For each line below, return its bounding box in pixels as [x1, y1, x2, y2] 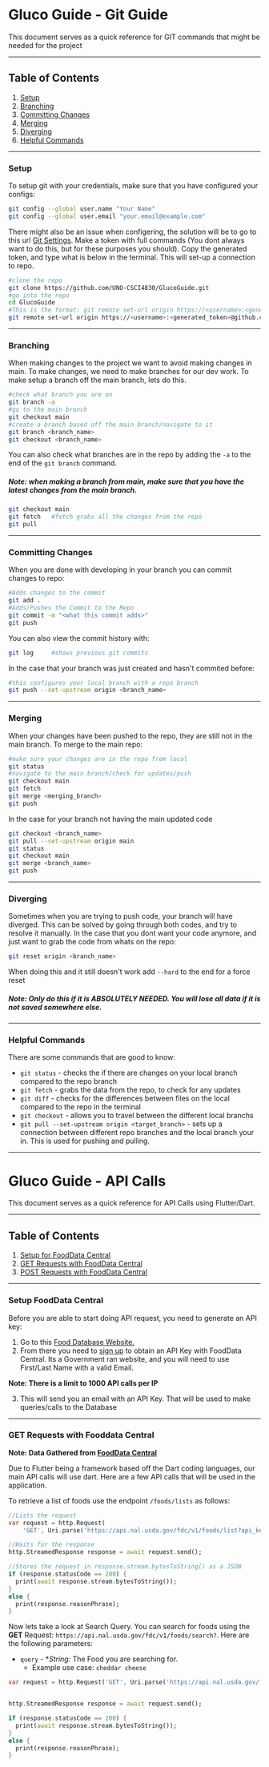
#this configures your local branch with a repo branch [8, 678, 199, 686]
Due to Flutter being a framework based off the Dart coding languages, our [8, 1463, 255, 1473]
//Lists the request [8, 1511, 78, 1519]
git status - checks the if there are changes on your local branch [19, 1068, 238, 1078]
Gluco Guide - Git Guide [8, 6, 168, 24]
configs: [8, 190, 36, 199]
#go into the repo [8, 291, 70, 300]
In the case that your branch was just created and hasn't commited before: [8, 663, 255, 673]
